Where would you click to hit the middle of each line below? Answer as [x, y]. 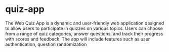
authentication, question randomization [46, 44]
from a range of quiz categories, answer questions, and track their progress [84, 33]
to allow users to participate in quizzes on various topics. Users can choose [84, 28]
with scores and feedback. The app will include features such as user [78, 39]
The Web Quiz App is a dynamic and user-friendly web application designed [85, 23]
